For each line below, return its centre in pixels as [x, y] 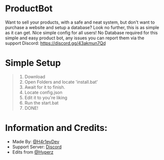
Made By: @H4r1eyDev [36, 141]
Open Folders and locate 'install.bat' [61, 82]
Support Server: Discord [37, 147]
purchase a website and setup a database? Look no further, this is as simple [82, 27]
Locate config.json [43, 92]
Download [35, 76]
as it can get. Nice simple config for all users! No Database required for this [82, 32]
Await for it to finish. [45, 87]
